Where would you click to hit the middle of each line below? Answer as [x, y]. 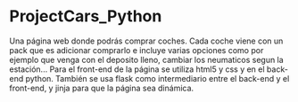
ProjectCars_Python [86, 16]
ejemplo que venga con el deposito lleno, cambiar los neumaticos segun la [146, 59]
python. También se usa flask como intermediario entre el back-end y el [157, 78]
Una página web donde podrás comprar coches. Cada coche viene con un [146, 41]
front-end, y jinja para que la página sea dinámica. [102, 88]
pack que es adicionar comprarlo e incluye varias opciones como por [137, 50]
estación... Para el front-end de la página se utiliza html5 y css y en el [137, 69]
